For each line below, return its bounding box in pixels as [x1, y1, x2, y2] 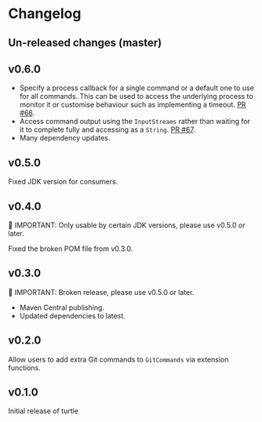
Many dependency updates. [19, 133, 111, 143]
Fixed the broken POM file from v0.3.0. [8, 244, 133, 253]
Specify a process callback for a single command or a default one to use [19, 83, 255, 93]
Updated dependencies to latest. [19, 311, 126, 320]
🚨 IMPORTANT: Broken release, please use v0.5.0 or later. [8, 287, 195, 296]
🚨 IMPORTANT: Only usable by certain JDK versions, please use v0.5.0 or [8, 220, 246, 230]
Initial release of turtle [8, 406, 78, 416]
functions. [8, 362, 41, 373]
